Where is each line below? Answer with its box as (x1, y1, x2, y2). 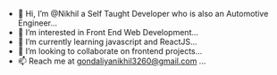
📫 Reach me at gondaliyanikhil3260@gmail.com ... (17, 56, 206, 66)
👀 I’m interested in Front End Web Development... (17, 27, 199, 37)
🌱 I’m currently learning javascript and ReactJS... (17, 36, 198, 47)
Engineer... (17, 18, 58, 28)
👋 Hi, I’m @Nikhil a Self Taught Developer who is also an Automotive (17, 9, 269, 19)
